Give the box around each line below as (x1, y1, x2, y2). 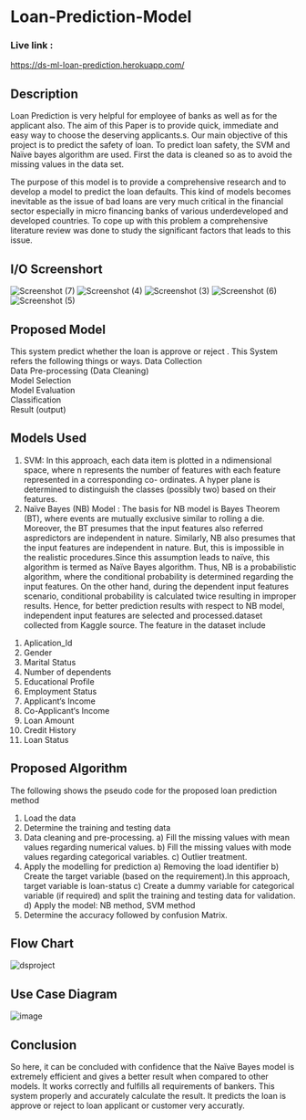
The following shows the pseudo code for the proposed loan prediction (10, 785, 277, 796)
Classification (10, 394, 62, 405)
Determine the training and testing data (23, 822, 171, 832)
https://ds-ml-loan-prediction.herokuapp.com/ (10, 59, 185, 70)
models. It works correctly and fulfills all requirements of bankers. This (10, 1080, 276, 1092)
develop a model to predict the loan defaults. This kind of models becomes (10, 186, 291, 197)
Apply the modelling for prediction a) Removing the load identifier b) (23, 861, 280, 872)
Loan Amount (23, 715, 75, 726)
